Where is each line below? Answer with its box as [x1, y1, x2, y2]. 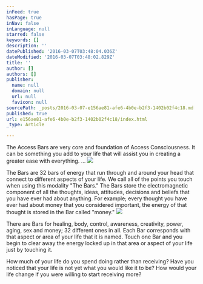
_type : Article [6, 122, 45, 128]
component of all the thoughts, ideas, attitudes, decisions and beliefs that [6, 189, 190, 196]
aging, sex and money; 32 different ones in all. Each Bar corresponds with [6, 227, 191, 234]
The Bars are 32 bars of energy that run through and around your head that [6, 169, 194, 177]
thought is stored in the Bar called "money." [6, 209, 115, 216]
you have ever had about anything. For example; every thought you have [6, 195, 188, 202]
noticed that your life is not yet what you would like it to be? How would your [6, 265, 197, 272]
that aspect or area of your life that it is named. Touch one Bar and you [6, 233, 183, 240]
